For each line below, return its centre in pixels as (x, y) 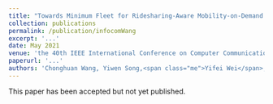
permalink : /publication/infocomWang (72, 31)
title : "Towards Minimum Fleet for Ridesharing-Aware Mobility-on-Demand (136, 16)
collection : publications (52, 23)
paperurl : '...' (36, 61)
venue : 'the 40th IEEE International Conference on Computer (114, 53)
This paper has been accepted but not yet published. (97, 91)
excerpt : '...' (34, 38)
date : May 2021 (34, 46)
